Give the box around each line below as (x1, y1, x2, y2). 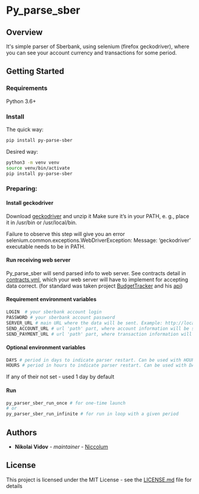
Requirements (6, 84, 48, 93)
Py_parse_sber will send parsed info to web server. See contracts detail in (6, 269, 187, 276)
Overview (6, 27, 43, 37)
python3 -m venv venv (6, 160, 60, 165)
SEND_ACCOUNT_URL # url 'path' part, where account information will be (6, 326, 190, 332)
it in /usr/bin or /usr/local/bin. (6, 219, 77, 226)
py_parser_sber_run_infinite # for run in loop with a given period (6, 411, 179, 417)
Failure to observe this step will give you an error (6, 230, 126, 237)
